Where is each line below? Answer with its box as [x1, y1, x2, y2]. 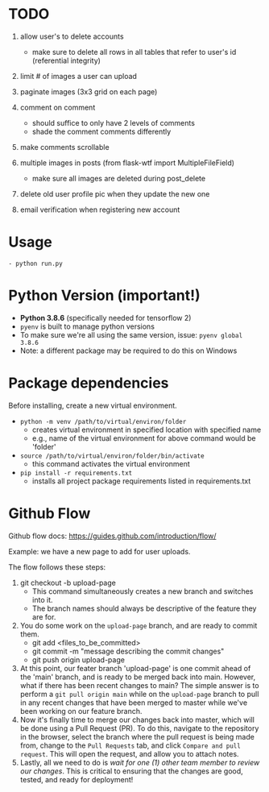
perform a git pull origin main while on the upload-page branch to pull [19, 689, 259, 699]
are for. [31, 612, 56, 621]
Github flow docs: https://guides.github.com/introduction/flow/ [8, 531, 217, 541]
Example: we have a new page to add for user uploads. [8, 546, 191, 556]
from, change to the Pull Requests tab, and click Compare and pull [19, 740, 242, 750]
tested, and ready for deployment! [19, 774, 134, 784]
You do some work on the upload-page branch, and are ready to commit [19, 620, 258, 630]
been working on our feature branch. [19, 706, 143, 715]
